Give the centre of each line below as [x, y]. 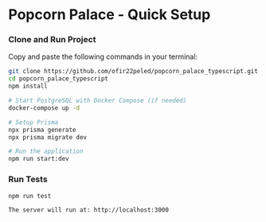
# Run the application [46, 152]
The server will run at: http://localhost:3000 [89, 210]
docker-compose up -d [44, 108]
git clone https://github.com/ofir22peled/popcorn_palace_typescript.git [133, 72]
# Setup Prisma [33, 122]
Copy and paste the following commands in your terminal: [103, 56]
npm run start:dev [39, 159]
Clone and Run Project [52, 40]
